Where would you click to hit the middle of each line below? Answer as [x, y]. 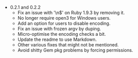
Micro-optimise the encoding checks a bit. [62, 34]
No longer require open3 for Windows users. [64, 18]
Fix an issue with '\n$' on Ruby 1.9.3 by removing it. [71, 13]
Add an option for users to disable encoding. [64, 23]
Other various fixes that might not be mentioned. [68, 45]
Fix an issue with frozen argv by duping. [59, 29]
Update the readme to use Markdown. [57, 39]
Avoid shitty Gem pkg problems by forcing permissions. [75, 50]
